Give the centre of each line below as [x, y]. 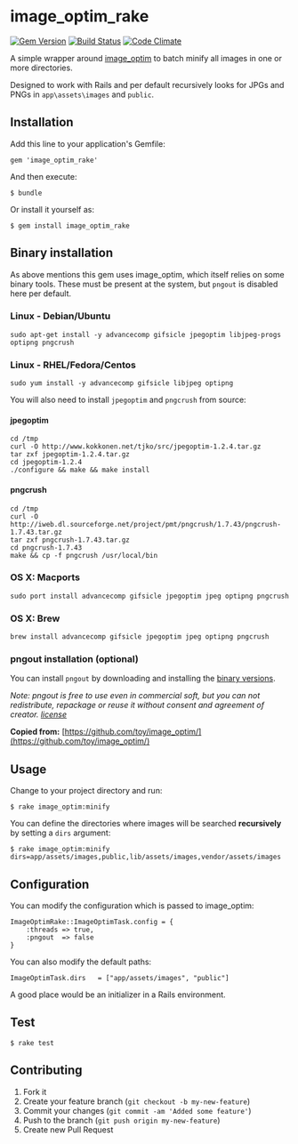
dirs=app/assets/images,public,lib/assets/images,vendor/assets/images [145, 857]
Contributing [46, 1071]
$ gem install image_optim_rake [70, 226]
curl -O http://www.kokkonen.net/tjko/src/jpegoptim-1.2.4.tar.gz [136, 447]
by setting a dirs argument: [60, 833]
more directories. [42, 68]
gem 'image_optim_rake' [54, 160]
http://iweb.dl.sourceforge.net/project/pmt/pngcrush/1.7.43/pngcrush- [145, 524]
